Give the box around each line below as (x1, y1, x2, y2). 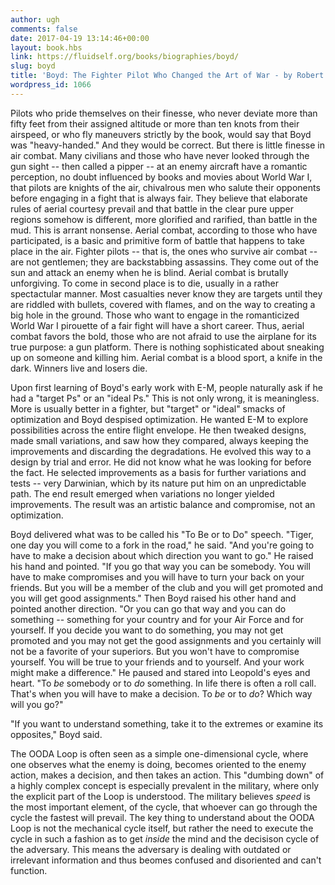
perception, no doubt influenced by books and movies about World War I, (10, 171, 313, 183)
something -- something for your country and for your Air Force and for (10, 613, 305, 625)
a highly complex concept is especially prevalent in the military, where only (10, 779, 320, 791)
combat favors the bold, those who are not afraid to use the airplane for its (10, 330, 317, 342)
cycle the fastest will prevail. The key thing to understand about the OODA (10, 811, 315, 823)
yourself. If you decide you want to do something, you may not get (10, 624, 284, 636)
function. (10, 864, 48, 876)
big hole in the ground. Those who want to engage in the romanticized (10, 309, 300, 321)
